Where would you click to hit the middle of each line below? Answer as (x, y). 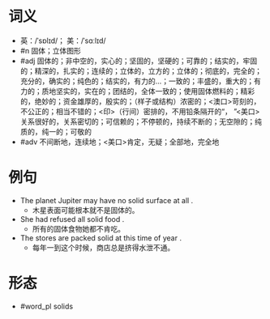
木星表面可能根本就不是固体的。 (86, 210)
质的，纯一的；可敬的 (56, 131)
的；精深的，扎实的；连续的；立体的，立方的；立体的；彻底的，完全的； (141, 70)
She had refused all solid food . (72, 219)
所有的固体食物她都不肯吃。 (79, 228)
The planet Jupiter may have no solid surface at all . (107, 200)
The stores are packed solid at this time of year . (101, 238)
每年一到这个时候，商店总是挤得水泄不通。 (103, 247)
